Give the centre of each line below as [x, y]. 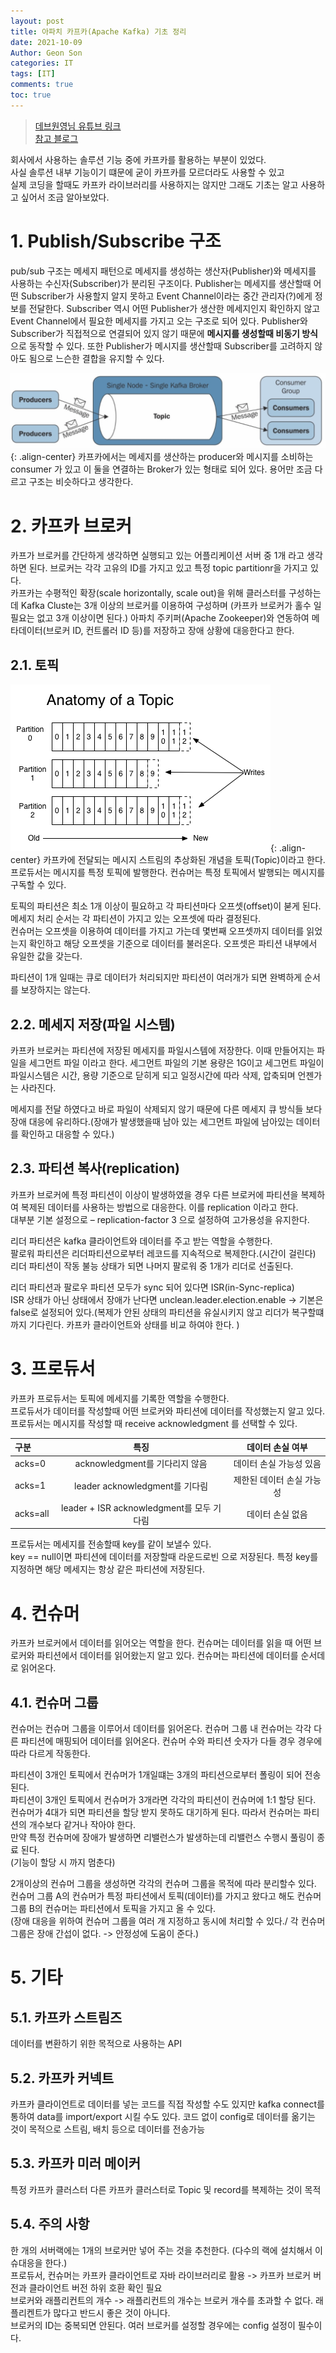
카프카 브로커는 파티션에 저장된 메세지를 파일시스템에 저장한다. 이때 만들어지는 [162, 1050]
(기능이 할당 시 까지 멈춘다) [63, 1862]
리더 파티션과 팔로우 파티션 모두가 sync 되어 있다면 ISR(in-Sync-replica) [152, 1287]
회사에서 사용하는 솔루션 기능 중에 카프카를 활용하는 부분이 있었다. [138, 159]
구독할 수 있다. [38, 885]
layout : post [37, 21]
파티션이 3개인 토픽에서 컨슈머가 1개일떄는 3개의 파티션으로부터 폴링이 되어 [156, 1775]
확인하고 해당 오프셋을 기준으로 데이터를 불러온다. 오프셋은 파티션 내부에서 [173, 944]
